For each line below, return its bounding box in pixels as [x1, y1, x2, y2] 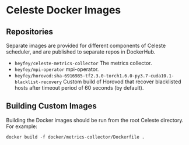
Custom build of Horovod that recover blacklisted [63, 78, 182, 85]
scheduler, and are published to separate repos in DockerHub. [6, 48, 156, 55]
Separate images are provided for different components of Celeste [6, 42, 166, 49]
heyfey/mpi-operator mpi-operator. [14, 66, 99, 73]
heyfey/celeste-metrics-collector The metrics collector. [14, 59, 152, 66]
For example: [6, 123, 38, 130]
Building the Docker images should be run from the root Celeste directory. [6, 116, 184, 123]
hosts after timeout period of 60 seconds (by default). [14, 84, 144, 91]
